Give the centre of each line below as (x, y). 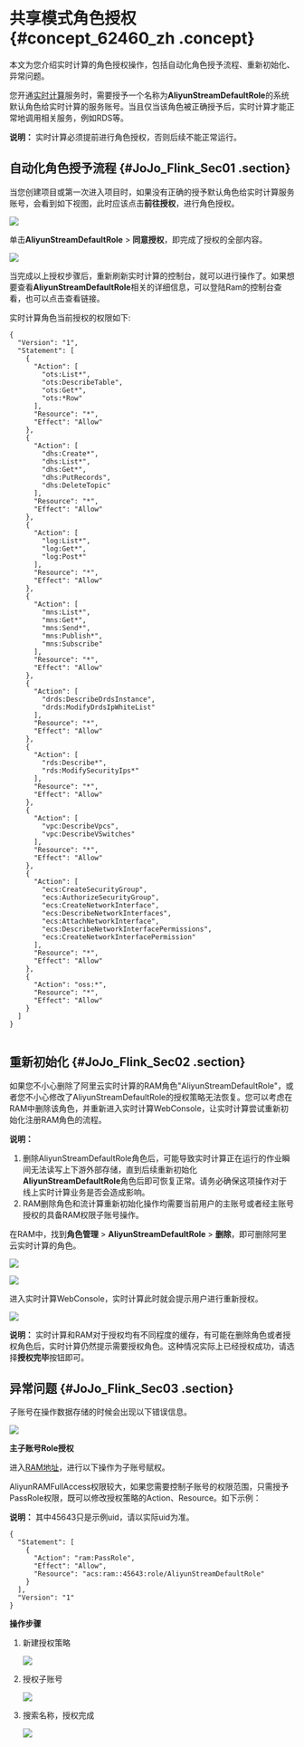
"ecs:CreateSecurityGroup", (95, 889)
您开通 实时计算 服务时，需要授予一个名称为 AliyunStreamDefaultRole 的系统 (149, 95)
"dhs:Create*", (71, 454)
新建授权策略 (46, 1643)
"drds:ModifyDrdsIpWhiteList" (99, 707)
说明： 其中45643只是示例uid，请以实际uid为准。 (102, 1517)
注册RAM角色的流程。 (66, 1119)
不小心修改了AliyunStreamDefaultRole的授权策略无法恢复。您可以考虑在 (159, 1097)
